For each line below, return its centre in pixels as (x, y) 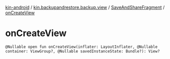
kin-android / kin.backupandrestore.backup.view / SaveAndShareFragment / (85, 7)
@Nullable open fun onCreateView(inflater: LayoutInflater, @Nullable (81, 47)
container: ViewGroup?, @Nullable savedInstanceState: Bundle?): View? (82, 51)
